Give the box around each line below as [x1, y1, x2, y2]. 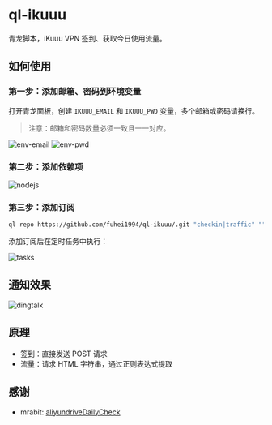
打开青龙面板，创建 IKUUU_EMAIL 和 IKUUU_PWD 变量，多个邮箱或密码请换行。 [8, 105, 259, 115]
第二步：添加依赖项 [8, 161, 83, 172]
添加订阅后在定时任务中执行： [8, 237, 108, 247]
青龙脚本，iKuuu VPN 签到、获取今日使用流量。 [8, 33, 168, 43]
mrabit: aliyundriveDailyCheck [19, 407, 121, 417]
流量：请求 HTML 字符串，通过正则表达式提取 [19, 358, 172, 368]
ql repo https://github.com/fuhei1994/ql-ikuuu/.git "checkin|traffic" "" [8, 221, 266, 229]
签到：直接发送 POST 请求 [19, 349, 108, 358]
